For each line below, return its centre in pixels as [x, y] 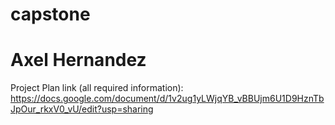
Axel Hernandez [78, 60]
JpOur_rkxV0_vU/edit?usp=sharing [82, 109]
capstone [50, 14]
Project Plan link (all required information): [97, 88]
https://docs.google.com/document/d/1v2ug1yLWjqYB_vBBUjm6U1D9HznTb [167, 99]
